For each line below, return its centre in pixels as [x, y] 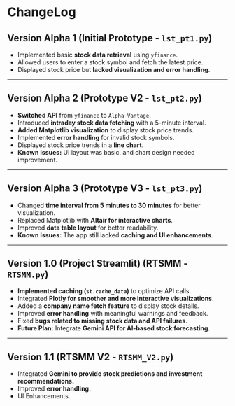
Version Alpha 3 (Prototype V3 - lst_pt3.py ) [105, 189]
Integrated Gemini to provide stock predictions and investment [110, 374]
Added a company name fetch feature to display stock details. [108, 306]
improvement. [37, 160]
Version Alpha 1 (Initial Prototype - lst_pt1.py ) [110, 38]
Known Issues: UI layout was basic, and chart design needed [106, 152]
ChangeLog [42, 12]
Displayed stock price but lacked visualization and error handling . [114, 70]
